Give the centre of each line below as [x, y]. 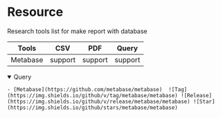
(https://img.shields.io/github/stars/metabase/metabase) [92, 108]
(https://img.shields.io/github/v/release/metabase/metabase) [99, 101]
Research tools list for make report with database [77, 31]
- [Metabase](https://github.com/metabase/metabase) [85, 89]
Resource [35, 12]
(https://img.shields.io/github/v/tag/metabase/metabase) [92, 95]
